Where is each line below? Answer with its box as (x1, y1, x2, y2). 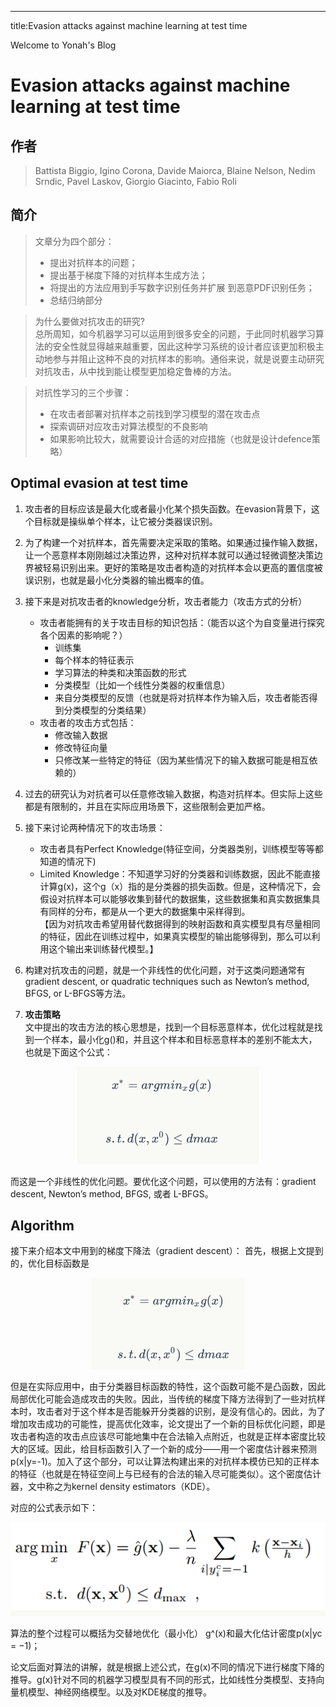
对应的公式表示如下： (10, 1502, 98, 1514)
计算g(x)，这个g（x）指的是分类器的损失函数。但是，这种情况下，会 (39, 880, 322, 892)
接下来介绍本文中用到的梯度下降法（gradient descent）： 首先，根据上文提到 (10, 1245, 324, 1257)
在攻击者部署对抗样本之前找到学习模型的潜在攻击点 (49, 407, 261, 420)
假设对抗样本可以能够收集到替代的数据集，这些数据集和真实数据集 (39, 892, 312, 905)
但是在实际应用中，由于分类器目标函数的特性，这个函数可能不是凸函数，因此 (10, 1381, 326, 1393)
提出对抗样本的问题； (49, 256, 138, 268)
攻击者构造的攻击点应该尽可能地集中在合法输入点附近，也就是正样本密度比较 (10, 1431, 326, 1443)
